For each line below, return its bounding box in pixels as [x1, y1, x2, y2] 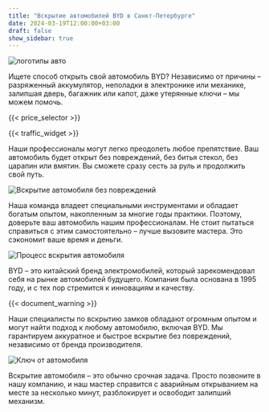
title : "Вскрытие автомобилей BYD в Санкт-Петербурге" [8, 11, 196, 20]
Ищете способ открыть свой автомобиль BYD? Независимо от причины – [8, 71, 262, 81]
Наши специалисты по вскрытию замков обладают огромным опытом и [8, 314, 257, 324]
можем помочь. [8, 97, 63, 107]
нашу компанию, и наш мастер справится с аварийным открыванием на [8, 379, 259, 390]
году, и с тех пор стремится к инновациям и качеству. [8, 283, 195, 293]
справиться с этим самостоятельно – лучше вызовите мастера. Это [8, 226, 243, 236]
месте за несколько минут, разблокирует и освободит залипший [8, 388, 231, 398]
